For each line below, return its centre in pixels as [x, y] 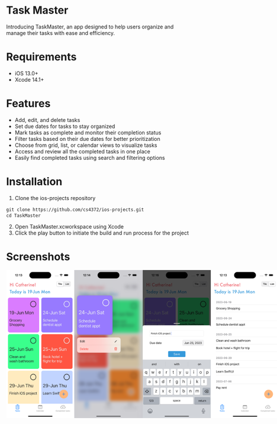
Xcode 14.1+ [29, 79]
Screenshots [38, 257]
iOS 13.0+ [26, 73]
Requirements [41, 57]
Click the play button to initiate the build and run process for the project [102, 233]
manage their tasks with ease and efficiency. [61, 33]
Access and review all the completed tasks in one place [83, 151]
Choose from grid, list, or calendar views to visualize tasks [86, 145]
